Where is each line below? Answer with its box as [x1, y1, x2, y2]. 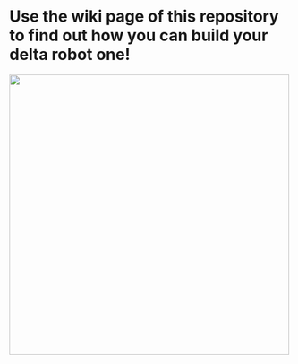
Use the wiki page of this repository [9, 6, 279, 27]
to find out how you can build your [9, 25, 268, 46]
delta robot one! [9, 45, 131, 65]
